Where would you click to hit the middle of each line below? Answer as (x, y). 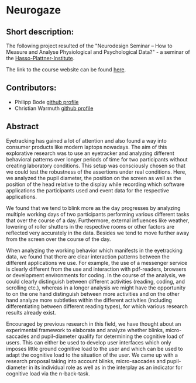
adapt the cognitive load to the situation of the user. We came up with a (92, 355)
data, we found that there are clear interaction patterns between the (88, 256)
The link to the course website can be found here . (66, 70)
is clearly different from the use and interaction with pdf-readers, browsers (96, 269)
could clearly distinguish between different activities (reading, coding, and (96, 281)
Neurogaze (34, 10)
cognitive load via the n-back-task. (48, 373)
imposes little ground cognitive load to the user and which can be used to (94, 349)
